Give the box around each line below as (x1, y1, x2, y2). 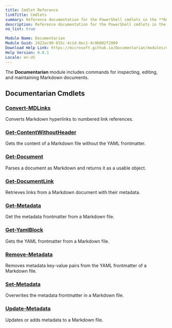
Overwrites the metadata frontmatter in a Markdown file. (5, 292, 124, 298)
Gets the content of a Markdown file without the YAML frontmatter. (5, 140, 146, 146)
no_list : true (5, 27, 36, 32)
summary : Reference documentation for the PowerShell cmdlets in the (5, 17, 157, 22)
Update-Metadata (5, 305, 51, 312)
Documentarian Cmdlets (5, 89, 85, 98)
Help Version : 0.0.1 (5, 50, 50, 55)
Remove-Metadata (5, 251, 53, 258)
